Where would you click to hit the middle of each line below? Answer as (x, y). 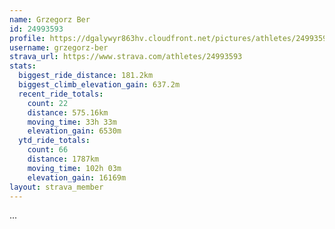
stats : (23, 66)
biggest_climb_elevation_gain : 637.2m (99, 85)
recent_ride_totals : (61, 94)
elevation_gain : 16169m (77, 177)
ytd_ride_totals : (54, 141)
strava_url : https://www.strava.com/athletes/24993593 (126, 57)
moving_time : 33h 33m (72, 122)
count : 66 (48, 150)
